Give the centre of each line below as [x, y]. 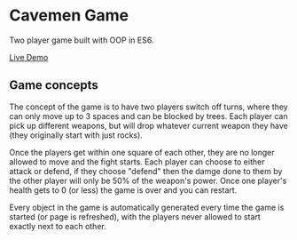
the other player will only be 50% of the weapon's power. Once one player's [148, 180]
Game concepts [54, 85]
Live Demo [29, 57]
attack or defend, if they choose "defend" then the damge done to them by [146, 171]
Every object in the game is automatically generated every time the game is [147, 207]
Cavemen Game [69, 16]
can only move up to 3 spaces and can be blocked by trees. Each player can [148, 116]
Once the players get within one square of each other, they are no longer [142, 152]
